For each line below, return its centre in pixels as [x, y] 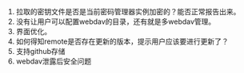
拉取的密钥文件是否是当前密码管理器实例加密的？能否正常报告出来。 [128, 12]
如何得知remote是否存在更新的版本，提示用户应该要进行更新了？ [122, 41]
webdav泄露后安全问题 [54, 61]
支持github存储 [40, 51]
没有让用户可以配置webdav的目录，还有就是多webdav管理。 [116, 21]
